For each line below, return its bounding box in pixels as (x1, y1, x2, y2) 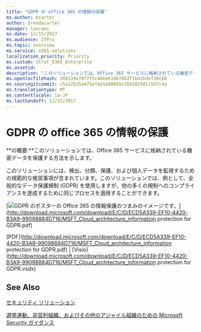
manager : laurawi (6, 25, 50, 32)
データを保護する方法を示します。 (11, 154, 95, 161)
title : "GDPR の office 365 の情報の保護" (6, 8, 108, 15)
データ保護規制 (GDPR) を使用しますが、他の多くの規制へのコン (22, 182, 179, 189)
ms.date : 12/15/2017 (6, 31, 58, 37)
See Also (6, 282, 40, 292)
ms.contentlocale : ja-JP (6, 92, 68, 98)
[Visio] (72, 246, 89, 253)
